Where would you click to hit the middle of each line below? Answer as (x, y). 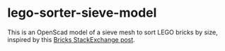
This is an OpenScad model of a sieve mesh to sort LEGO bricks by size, (112, 32)
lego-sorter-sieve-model (82, 13)
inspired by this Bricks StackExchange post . (71, 39)
